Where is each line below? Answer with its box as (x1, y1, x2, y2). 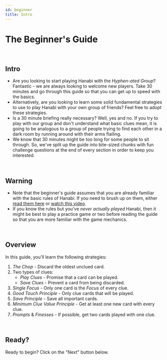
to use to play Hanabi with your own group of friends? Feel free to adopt (12, 105, 162, 111)
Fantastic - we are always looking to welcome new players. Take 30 (12, 83, 152, 89)
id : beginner (5, 7, 33, 13)
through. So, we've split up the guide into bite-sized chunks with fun (12, 142, 154, 148)
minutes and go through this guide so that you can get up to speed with (12, 89, 160, 95)
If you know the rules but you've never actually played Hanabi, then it (12, 206, 156, 212)
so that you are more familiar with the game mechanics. (12, 216, 128, 223)
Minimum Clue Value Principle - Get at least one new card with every (12, 301, 155, 307)
